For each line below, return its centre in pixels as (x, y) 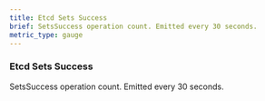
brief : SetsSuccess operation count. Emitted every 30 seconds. (133, 26)
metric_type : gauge (46, 35)
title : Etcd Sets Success (58, 18)
